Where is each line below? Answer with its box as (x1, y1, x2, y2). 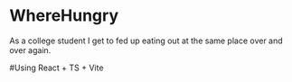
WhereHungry (9, 5, 119, 26)
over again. (9, 44, 52, 55)
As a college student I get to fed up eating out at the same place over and (9, 35, 283, 46)
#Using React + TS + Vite (9, 62, 104, 73)
